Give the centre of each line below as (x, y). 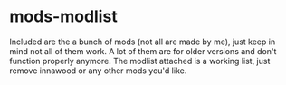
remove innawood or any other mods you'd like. (98, 71)
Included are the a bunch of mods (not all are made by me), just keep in (143, 42)
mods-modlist (63, 17)
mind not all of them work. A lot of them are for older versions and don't (143, 51)
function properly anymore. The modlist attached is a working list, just (140, 61)
